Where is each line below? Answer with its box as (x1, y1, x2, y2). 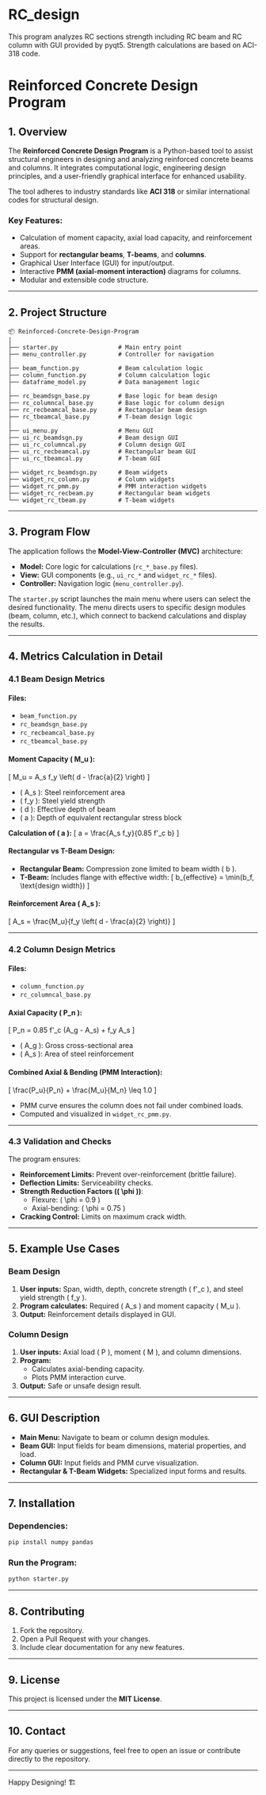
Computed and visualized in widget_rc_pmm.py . (19, 1109, 172, 1119)
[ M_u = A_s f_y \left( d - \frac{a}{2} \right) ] (8, 772, 150, 781)
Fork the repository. (19, 1626, 85, 1635)
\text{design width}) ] (19, 880, 90, 890)
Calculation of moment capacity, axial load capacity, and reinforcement (19, 233, 253, 243)
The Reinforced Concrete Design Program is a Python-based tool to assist (8, 145, 253, 156)
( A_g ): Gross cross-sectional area (19, 1041, 134, 1050)
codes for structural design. (8, 195, 99, 204)
